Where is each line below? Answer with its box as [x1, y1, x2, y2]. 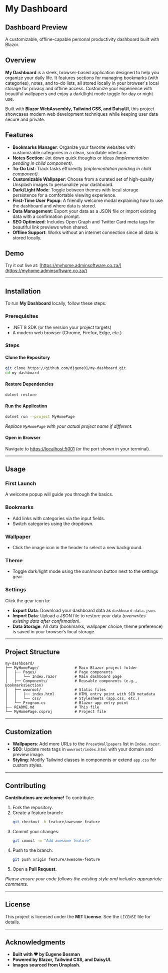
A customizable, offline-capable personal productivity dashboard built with [5, 36, 159, 42]
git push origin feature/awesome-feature [12, 857, 100, 862]
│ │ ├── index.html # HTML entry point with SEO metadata [5, 692, 155, 697]
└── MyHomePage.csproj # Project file [5, 709, 106, 714]
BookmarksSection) [5, 683, 43, 688]
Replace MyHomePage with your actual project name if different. [5, 423, 132, 429]
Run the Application [5, 403, 47, 409]
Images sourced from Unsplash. [12, 962, 81, 968]
